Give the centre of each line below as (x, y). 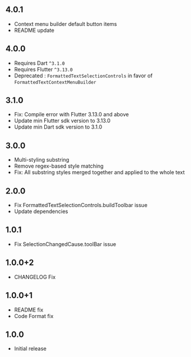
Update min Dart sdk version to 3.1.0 (58, 127)
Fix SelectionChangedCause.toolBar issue (65, 244)
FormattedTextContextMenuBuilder (55, 82)
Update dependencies (41, 211)
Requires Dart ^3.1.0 (39, 63)
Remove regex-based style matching (59, 166)
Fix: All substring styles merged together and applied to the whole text (99, 172)
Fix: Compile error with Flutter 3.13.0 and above (71, 114)
